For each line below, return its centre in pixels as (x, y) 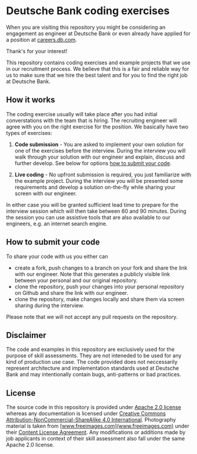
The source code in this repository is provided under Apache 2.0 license (94, 407)
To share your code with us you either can (57, 256)
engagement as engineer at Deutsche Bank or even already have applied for (98, 33)
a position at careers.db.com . (42, 40)
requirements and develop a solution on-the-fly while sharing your (95, 187)
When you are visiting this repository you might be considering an (86, 27)
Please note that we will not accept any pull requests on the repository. (92, 317)
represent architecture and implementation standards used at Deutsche (93, 368)
